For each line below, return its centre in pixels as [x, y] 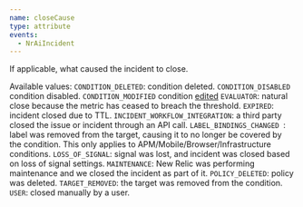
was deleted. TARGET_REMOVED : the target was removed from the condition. [146, 183]
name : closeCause [42, 18]
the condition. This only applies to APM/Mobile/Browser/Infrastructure [141, 144]
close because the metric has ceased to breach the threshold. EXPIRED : [142, 106]
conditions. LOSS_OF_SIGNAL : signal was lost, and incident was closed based [150, 154]
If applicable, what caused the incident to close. [99, 69]
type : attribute [40, 26]
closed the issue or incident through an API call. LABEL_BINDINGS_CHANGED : [147, 125]
